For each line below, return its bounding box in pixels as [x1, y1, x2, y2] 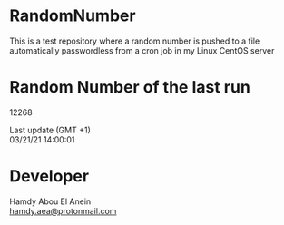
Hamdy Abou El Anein [9, 196, 92, 207]
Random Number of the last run [9, 77, 251, 98]
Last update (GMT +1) [9, 124, 91, 135]
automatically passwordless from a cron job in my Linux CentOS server [9, 44, 275, 55]
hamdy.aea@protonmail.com [9, 205, 117, 216]
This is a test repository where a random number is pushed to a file [9, 35, 260, 46]
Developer [9, 166, 89, 187]
